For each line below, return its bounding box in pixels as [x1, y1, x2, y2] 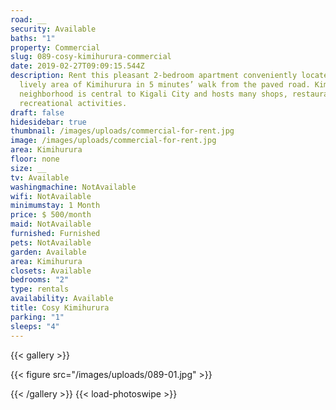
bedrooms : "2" [10, 275, 70, 285]
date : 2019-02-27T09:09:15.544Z [10, 61, 145, 71]
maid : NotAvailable [10, 219, 92, 230]
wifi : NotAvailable [10, 191, 92, 201]
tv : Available [10, 172, 70, 183]
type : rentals [10, 284, 70, 295]
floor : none [10, 154, 60, 164]
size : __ [10, 163, 47, 173]
